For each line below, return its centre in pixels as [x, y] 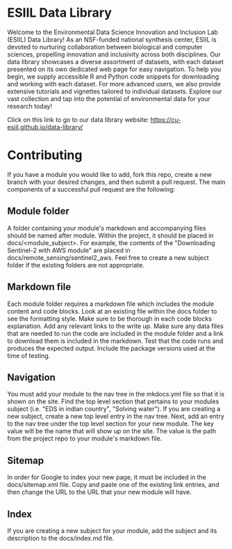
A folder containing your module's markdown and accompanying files [107, 228]
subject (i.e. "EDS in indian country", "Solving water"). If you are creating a [114, 409]
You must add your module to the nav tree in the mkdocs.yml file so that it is [116, 394]
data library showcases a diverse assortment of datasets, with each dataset [116, 61]
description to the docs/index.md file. [61, 538]
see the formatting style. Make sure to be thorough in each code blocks [109, 318]
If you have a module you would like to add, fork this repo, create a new [109, 174]
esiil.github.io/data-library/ [45, 127]
